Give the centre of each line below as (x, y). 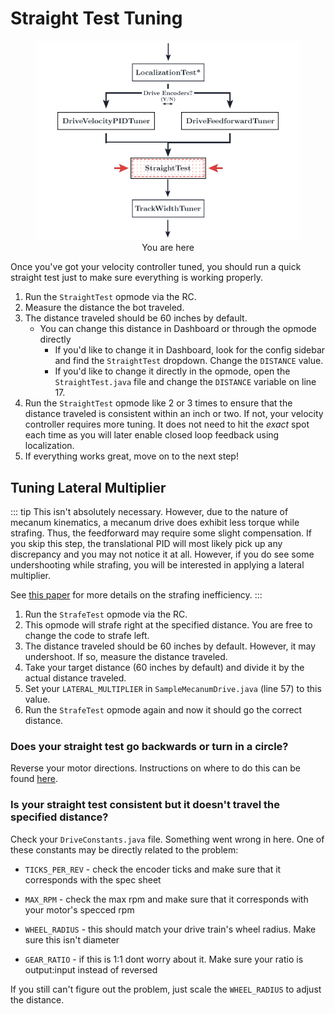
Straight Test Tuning (96, 18)
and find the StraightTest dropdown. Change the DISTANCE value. (189, 361)
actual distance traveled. (75, 678)
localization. (49, 446)
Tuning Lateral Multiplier (88, 487)
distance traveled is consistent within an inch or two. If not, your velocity (174, 414)
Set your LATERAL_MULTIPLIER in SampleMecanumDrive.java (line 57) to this (173, 689)
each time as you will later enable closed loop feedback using (152, 435)
